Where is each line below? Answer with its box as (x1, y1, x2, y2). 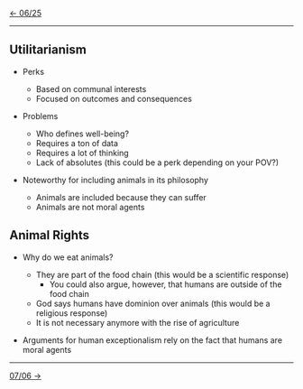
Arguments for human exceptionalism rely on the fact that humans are (22, 334, 282, 346)
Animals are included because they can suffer (35, 191, 207, 202)
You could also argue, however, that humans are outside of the (49, 279, 282, 290)
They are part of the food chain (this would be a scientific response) (35, 269, 289, 280)
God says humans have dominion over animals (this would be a (35, 298, 271, 309)
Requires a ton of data (35, 137, 119, 148)
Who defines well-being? (35, 128, 129, 139)
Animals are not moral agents (35, 201, 145, 212)
